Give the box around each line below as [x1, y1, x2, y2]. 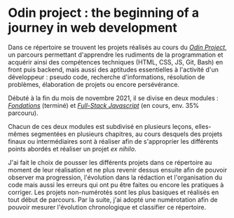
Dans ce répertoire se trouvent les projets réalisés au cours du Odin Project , [8, 43, 227, 51]
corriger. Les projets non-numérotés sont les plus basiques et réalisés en [8, 188, 219, 196]
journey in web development [8, 20, 178, 36]
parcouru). [8, 109, 39, 117]
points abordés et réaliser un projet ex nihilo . [8, 144, 137, 153]
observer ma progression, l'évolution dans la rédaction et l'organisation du [8, 173, 223, 182]
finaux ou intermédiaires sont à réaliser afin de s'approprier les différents [8, 137, 219, 145]
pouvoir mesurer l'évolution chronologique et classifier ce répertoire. [8, 203, 206, 211]
